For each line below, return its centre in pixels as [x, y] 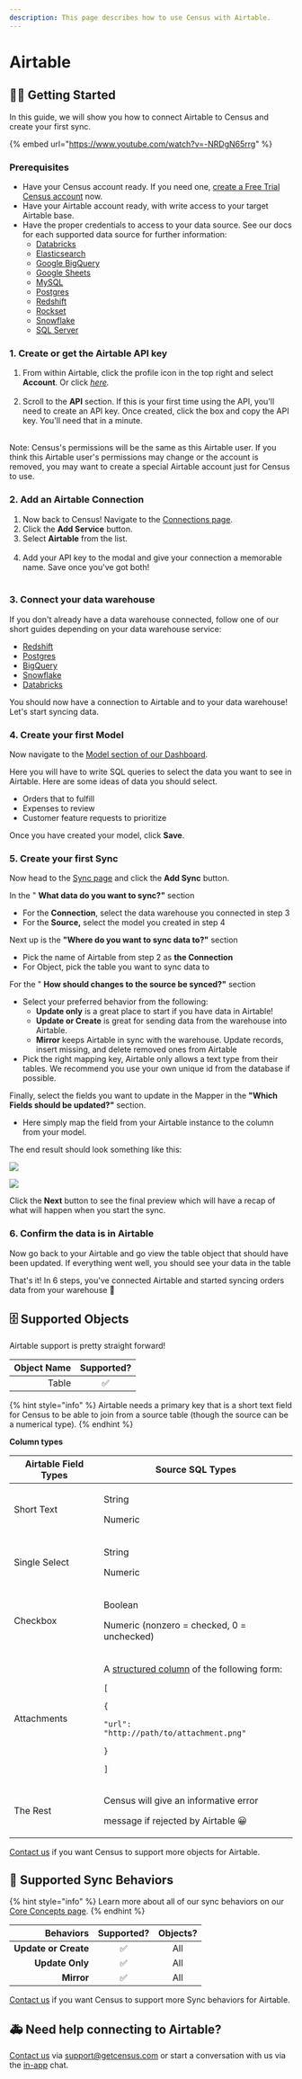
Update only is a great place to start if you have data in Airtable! [155, 1012]
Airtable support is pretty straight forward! [88, 1345]
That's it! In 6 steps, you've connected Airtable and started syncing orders [147, 1280]
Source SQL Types [196, 1469]
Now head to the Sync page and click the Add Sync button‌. [120, 879]
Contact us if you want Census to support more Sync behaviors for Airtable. [150, 2000]
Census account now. [62, 196]
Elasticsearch [61, 254]
